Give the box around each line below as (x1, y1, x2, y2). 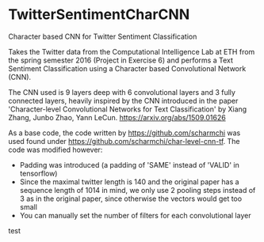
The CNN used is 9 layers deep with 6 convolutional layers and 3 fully (8, 87, 236, 96)
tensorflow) (19, 168, 58, 178)
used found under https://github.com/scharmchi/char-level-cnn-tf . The (8, 136, 240, 146)
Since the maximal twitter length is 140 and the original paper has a (19, 176, 239, 187)
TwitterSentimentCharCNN (8, 6, 190, 24)
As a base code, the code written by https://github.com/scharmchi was (8, 128, 241, 138)
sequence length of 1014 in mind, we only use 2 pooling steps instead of (19, 185, 256, 195)
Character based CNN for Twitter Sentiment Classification (8, 32, 197, 41)
